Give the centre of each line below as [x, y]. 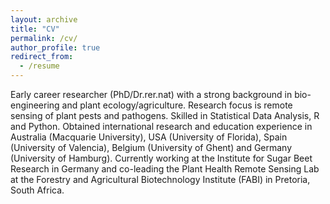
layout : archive [44, 19]
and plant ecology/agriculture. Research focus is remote [177, 105]
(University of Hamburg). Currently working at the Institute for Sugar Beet [161, 158]
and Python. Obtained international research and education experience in [161, 126]
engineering [35, 105]
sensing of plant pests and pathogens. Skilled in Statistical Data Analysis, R [165, 115]
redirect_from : [42, 57]
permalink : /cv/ [44, 38]
